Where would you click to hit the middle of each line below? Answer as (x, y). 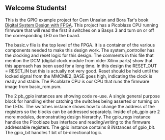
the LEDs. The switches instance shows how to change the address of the (80, 106)
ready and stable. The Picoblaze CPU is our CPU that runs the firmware (77, 81)
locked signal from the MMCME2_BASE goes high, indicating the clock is (79, 76)
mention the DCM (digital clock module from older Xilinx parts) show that (79, 60)
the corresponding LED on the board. (42, 35)
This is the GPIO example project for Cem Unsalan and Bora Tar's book (77, 20)
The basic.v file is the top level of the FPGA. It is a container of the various (80, 45)
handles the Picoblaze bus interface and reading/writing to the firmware (78, 122)
